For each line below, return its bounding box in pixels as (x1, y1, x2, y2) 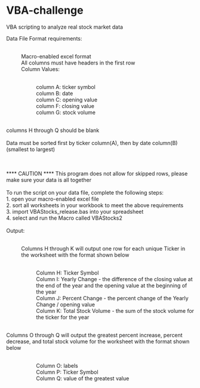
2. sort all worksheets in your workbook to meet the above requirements (6, 201, 184, 209)
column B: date (36, 90, 73, 97)
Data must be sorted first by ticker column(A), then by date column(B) (6, 139, 178, 146)
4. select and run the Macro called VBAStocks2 (6, 214, 122, 221)
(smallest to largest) (6, 146, 56, 153)
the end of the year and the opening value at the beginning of (36, 282, 187, 289)
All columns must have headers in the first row (21, 59, 136, 66)
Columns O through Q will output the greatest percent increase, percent (6, 331, 183, 338)
